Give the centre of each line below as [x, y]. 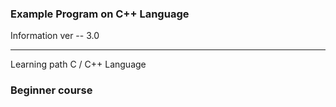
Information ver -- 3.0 [55, 36]
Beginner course [51, 90]
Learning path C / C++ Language [78, 64]
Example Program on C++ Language [100, 14]
